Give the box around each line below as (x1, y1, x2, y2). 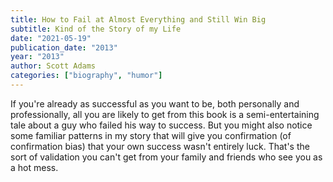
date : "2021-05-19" (10, 33, 92, 43)
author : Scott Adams (10, 61, 97, 71)
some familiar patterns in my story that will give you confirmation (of (10, 129, 292, 141)
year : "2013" (10, 52, 65, 62)
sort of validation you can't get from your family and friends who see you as (10, 151, 323, 163)
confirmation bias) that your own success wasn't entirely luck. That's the (10, 140, 310, 152)
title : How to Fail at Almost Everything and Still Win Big (10, 14, 267, 25)
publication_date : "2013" (10, 42, 118, 53)
